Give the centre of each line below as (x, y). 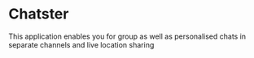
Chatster (39, 14)
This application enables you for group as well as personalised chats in (127, 36)
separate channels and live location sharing (81, 44)
